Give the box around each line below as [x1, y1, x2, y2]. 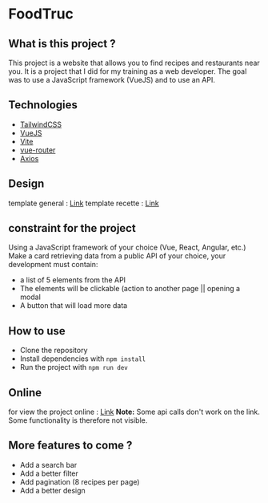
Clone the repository [19, 346, 88, 355]
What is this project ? [8, 37, 116, 51]
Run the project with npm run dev [19, 363, 128, 372]
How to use [8, 324, 66, 338]
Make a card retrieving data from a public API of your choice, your [8, 251, 226, 261]
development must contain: [8, 260, 98, 270]
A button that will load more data [19, 301, 128, 310]
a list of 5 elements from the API [19, 275, 126, 285]
